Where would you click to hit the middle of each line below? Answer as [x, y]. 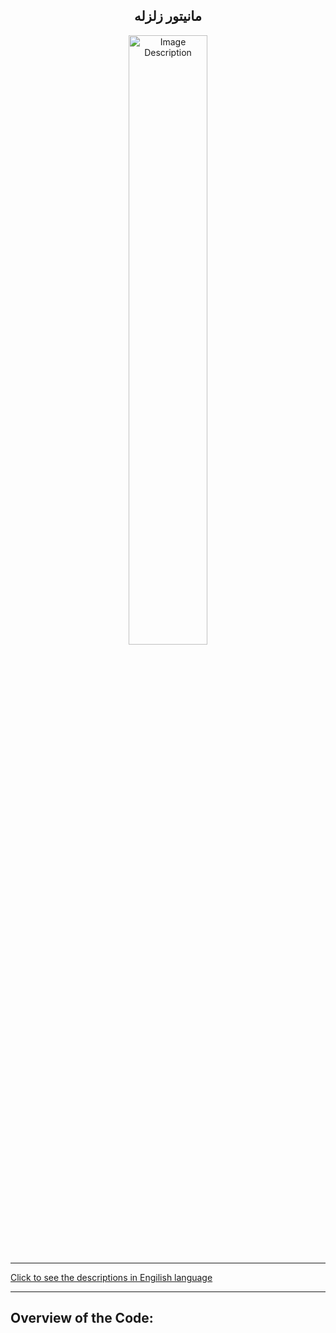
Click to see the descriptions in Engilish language [111, 1277]
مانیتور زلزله [168, 16]
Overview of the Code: [82, 1318]
